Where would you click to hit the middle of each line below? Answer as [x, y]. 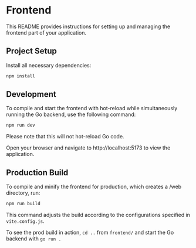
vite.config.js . [26, 221]
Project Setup [32, 51]
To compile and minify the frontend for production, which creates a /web [94, 187]
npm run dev [21, 125]
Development [31, 94]
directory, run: [23, 193]
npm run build [23, 204]
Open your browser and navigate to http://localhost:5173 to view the [88, 148]
